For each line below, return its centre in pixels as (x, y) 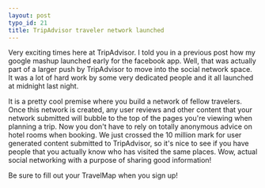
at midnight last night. (44, 86)
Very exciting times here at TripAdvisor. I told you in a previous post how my (132, 53)
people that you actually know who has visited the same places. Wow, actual (133, 152)
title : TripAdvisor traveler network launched (86, 30)
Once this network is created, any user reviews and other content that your (131, 110)
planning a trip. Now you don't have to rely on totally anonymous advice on (131, 126)
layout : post (30, 15)
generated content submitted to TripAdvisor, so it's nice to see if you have (129, 144)
